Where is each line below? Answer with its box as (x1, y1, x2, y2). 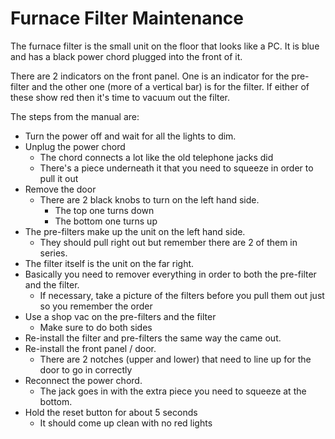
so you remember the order (39, 300, 153, 312)
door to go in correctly (39, 363, 133, 376)
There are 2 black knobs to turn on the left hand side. (39, 193, 260, 206)
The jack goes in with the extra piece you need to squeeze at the (39, 385, 307, 397)
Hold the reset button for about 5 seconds (24, 406, 198, 418)
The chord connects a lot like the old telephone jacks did (39, 151, 274, 163)
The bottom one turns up (54, 215, 158, 227)
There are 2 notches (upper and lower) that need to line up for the (39, 353, 312, 365)
